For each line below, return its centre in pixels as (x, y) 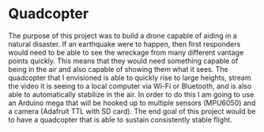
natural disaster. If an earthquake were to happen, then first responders (124, 43)
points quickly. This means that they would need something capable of (123, 61)
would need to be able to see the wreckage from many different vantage (126, 52)
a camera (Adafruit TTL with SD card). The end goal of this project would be (132, 111)
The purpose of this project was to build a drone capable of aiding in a (123, 36)
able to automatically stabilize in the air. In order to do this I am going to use (131, 94)
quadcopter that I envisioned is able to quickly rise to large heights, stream (130, 77)
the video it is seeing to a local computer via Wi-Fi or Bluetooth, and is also (130, 86)
